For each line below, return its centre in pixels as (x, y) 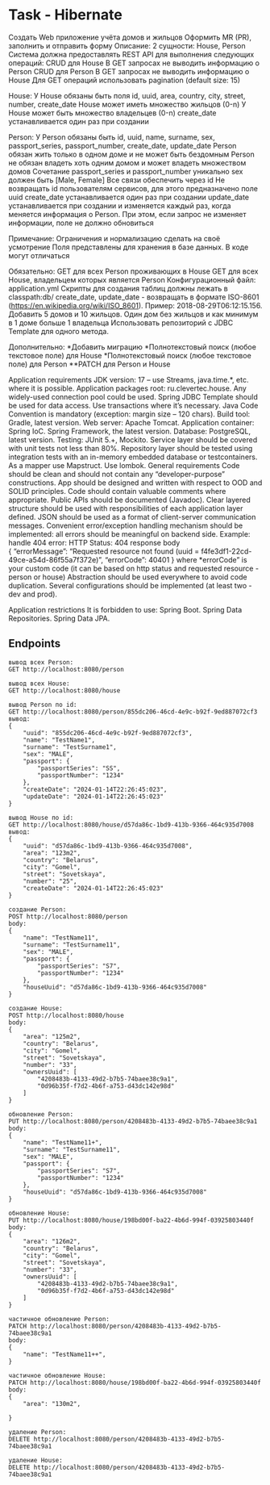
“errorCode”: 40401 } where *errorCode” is (176, 559)
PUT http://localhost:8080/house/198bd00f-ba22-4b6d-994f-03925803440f (131, 1220)
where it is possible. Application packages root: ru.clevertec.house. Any (128, 388)
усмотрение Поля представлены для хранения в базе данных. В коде (129, 247)
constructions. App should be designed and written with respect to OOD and (135, 483)
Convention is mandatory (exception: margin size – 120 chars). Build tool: (129, 414)
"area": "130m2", (52, 1403)
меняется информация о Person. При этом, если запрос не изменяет (127, 214)
